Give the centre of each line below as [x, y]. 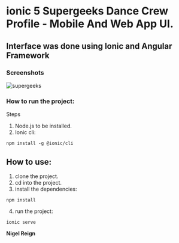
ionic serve [21, 222]
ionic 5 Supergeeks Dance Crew [87, 11]
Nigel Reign [21, 233]
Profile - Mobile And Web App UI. [90, 24]
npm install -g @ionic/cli [40, 143]
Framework [28, 55]
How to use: [29, 161]
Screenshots [25, 72]
